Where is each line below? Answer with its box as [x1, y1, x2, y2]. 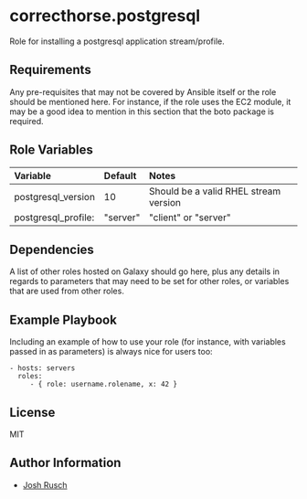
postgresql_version [14, 190, 96, 203]
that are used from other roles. [9, 285, 125, 297]
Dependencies [9, 241, 94, 257]
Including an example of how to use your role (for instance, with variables [9, 336, 286, 347]
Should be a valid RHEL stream [149, 185, 281, 197]
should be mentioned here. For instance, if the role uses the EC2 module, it [9, 96, 291, 107]
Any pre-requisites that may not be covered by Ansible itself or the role [9, 86, 277, 97]
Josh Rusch [22, 479, 68, 490]
